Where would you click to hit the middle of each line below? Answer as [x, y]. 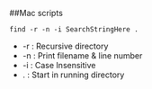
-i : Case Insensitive [59, 65]
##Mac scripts [36, 13]
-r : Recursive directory [65, 46]
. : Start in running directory [73, 75]
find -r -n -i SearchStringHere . [74, 30]
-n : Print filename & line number [82, 56]
